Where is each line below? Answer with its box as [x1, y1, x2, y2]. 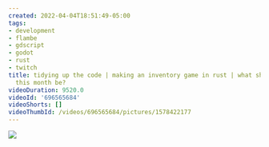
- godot [8, 49, 34, 57]
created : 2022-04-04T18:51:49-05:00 [8, 11, 130, 20]
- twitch [8, 64, 38, 72]
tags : [8, 19, 26, 27]
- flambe [8, 34, 38, 42]
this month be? [15, 78, 66, 86]
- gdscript [8, 42, 45, 50]
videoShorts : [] [8, 101, 62, 109]
